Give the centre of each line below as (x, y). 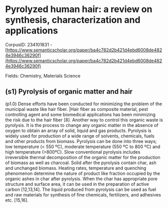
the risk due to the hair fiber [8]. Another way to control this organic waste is (84, 120)
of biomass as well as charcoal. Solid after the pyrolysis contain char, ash (81, 163)
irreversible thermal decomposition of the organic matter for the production (83, 157)
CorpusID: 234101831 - (29, 44)
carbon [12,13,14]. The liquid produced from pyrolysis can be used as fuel (81, 189)
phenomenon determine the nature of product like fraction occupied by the (83, 173)
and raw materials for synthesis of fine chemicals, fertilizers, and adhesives (83, 194)
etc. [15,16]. (17, 200)
